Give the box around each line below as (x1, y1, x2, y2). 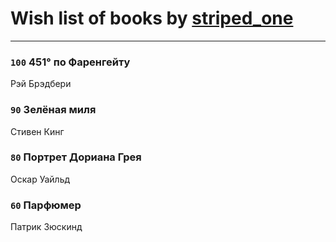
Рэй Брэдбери (10, 78, 72, 90)
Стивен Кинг (10, 125, 65, 137)
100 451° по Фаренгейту (10, 55, 131, 69)
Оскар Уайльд (10, 173, 71, 185)
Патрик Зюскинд (10, 221, 83, 233)
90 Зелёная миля (10, 103, 97, 117)
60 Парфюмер (10, 198, 82, 212)
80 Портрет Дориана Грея (10, 150, 142, 164)
